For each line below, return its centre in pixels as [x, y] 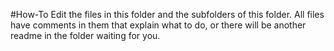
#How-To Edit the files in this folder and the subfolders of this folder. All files [167, 14]
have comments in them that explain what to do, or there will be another [158, 25]
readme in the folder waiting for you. [85, 35]
